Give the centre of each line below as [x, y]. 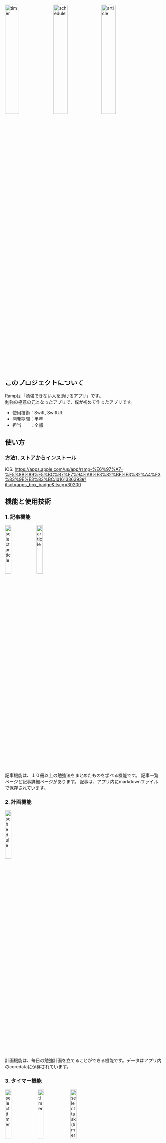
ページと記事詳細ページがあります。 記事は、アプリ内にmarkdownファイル [82, 782]
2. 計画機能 [18, 802]
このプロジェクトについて [44, 383]
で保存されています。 [27, 788]
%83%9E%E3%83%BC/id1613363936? [46, 479]
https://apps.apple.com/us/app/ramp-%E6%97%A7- [69, 469]
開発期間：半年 [28, 419]
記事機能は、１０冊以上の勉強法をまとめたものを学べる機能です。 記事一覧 [82, 775]
